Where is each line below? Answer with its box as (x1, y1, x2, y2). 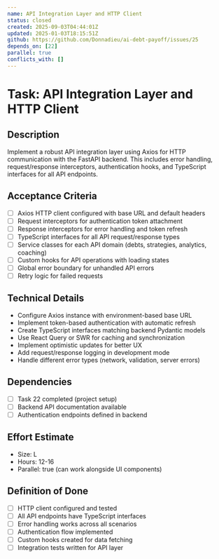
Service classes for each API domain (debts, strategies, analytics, (17, 240, 207, 249)
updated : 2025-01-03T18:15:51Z (7, 29, 99, 37)
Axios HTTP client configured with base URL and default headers (17, 208, 206, 217)
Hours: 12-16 (17, 457, 55, 466)
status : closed (7, 17, 52, 24)
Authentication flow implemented (17, 527, 113, 536)
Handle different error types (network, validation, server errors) (17, 356, 201, 364)
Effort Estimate (7, 431, 74, 443)
